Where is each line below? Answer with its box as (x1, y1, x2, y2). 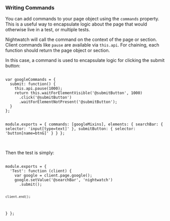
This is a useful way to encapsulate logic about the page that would (5, 21, 147, 27)
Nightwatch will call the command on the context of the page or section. (5, 36, 157, 42)
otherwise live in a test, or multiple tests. (5, 27, 90, 33)
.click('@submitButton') (18, 95, 72, 100)
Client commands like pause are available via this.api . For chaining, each (5, 42, 160, 48)
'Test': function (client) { (10, 168, 72, 174)
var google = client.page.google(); (14, 173, 93, 178)
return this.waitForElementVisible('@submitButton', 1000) (14, 91, 143, 96)
